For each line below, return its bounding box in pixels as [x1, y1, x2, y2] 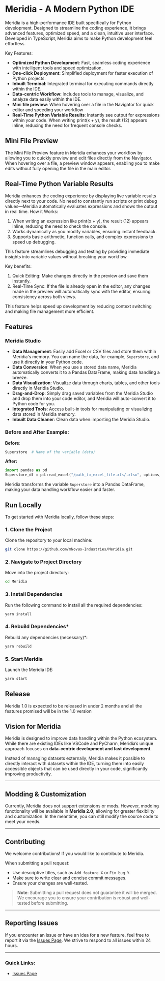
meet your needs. [5, 819, 41, 825]
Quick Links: [5, 959, 36, 966]
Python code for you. [12, 401, 55, 407]
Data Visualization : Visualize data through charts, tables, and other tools [12, 380, 160, 386]
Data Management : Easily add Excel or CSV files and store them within [12, 348, 156, 355]
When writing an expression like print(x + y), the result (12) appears [12, 218, 149, 224]
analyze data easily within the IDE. [12, 96, 82, 102]
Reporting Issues [5, 919, 58, 927]
